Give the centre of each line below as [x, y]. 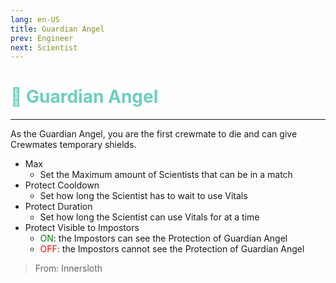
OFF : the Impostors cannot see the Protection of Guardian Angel [172, 249]
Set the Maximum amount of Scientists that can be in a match [166, 175]
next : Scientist [44, 47]
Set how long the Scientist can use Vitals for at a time [149, 217]
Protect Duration [58, 207]
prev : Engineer [42, 38]
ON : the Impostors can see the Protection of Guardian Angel [163, 238]
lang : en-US [35, 19]
